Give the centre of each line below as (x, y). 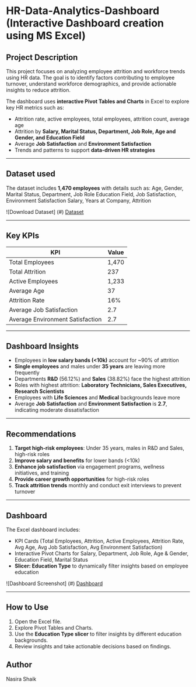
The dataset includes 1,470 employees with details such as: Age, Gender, (95, 188)
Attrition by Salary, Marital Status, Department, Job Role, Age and (95, 131)
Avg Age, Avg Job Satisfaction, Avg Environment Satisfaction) (88, 547)
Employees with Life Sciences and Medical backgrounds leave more (97, 398)
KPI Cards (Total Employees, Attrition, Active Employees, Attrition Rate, (99, 541)
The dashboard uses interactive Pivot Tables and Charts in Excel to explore (98, 101)
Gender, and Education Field (49, 138)
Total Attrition (27, 272)
